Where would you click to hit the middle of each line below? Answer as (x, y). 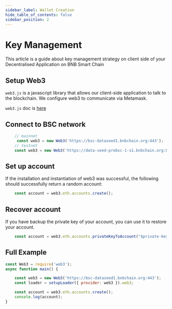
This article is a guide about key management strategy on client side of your (85, 59)
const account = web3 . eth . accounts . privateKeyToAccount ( (77, 236)
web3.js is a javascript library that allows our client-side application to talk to (86, 93)
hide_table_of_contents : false (39, 15)
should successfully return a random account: (54, 184)
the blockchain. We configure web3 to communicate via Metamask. (76, 98)
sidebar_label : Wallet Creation (40, 10)
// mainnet (26, 136)
